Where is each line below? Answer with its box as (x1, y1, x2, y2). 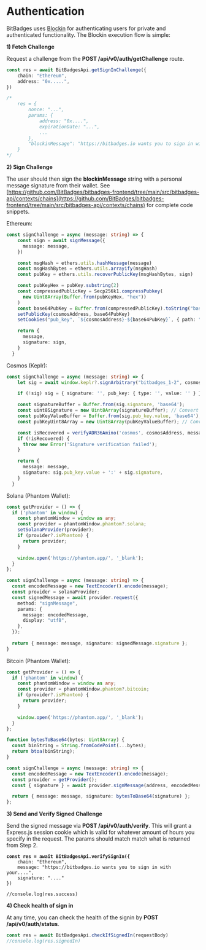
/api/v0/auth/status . (6, 921, 59, 928)
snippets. (6, 208, 30, 216)
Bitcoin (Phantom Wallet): (6, 657, 71, 664)
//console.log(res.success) (6, 891, 78, 898)
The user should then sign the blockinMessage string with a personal (6, 175, 183, 183)
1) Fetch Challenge (6, 43, 55, 50)
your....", (6, 870, 34, 876)
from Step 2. (6, 842, 38, 849)
